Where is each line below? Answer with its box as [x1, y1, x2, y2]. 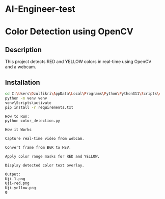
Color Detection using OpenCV [5, 26, 134, 37]
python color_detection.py [5, 118, 60, 124]
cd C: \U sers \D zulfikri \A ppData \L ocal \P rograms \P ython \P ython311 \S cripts [5, 91, 157, 96]
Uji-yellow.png [5, 186, 36, 191]
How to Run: [5, 114, 29, 119]
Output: [5, 171, 21, 177]
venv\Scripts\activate [5, 100, 52, 105]
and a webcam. [5, 64, 36, 70]
